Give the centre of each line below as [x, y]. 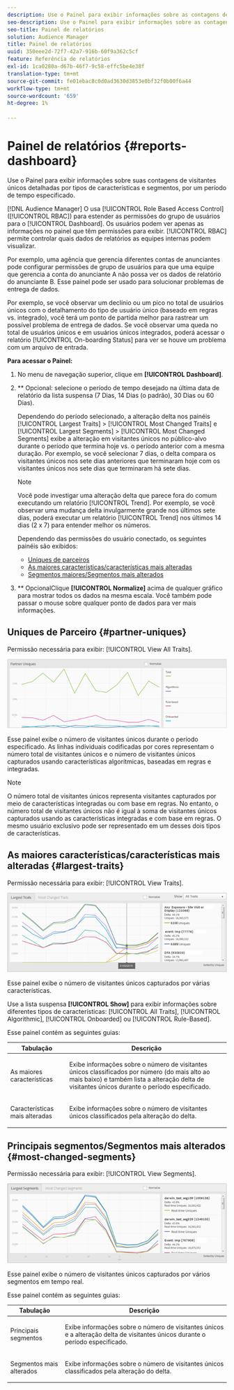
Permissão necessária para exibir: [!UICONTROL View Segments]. [102, 1174]
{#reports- [155, 146]
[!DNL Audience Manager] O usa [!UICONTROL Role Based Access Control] [116, 208]
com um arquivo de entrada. [48, 347]
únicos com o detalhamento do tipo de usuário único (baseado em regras [112, 310]
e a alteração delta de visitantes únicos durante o [135, 1334]
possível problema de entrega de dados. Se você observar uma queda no [112, 324]
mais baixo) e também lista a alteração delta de [137, 1079]
